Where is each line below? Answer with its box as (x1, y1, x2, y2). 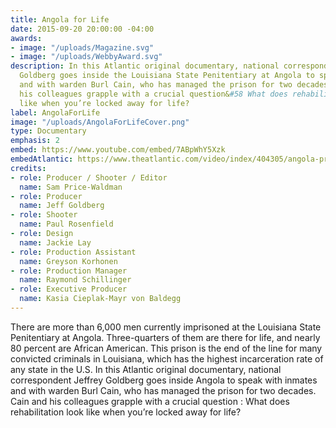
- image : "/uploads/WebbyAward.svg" (10, 52, 163, 62)
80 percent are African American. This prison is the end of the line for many (10, 342, 323, 354)
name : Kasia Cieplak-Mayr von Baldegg (19, 294, 182, 304)
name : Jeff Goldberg (19, 201, 105, 211)
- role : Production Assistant (10, 247, 137, 257)
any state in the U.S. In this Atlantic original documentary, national (10, 363, 282, 375)
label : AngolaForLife (10, 107, 101, 118)
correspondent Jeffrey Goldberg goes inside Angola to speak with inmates (10, 374, 318, 386)
